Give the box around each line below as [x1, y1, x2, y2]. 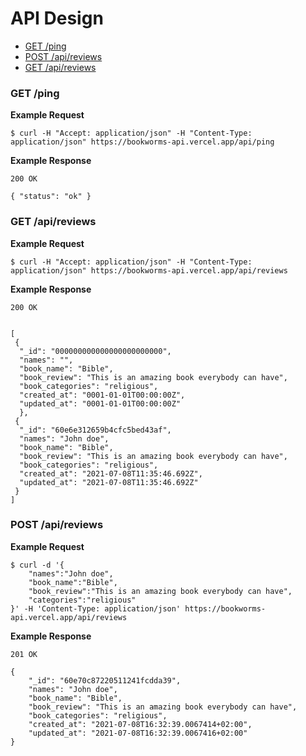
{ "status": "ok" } [10, 192, 92, 202]
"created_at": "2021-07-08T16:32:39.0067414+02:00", [28, 719, 253, 729]
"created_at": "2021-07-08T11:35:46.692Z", [19, 468, 203, 479]
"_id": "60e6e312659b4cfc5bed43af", [19, 425, 172, 435]
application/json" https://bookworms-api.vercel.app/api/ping [10, 137, 275, 147]
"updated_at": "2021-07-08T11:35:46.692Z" [19, 477, 199, 487]
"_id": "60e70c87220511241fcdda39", [28, 675, 182, 686]
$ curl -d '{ [10, 560, 65, 570]
